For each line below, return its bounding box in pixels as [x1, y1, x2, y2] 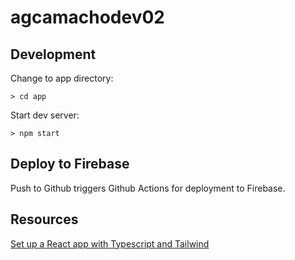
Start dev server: [10, 109, 80, 121]
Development [10, 46, 97, 63]
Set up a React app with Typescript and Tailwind [10, 237, 210, 250]
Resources [10, 211, 79, 228]
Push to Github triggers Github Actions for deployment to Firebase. [10, 182, 286, 194]
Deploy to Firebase [10, 156, 130, 173]
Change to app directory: [10, 72, 114, 84]
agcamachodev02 [10, 6, 165, 29]
